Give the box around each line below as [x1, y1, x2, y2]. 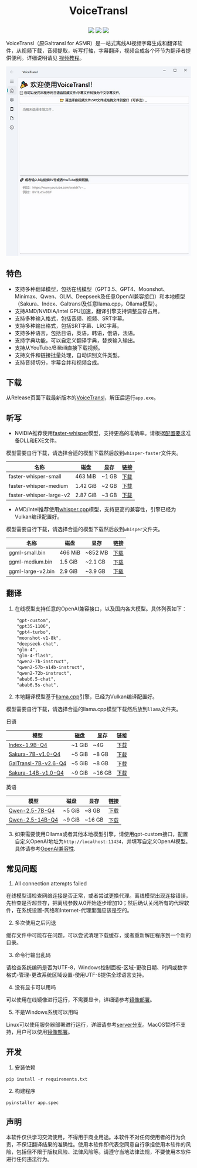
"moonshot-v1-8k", [16, 635, 62, 641]
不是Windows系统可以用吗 [14, 1009, 79, 1016]
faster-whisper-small [8, 473, 62, 480]
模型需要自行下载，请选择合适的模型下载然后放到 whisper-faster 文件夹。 [6, 450, 182, 457]
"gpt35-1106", [16, 623, 51, 629]
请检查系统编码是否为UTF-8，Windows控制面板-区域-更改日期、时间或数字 [6, 963, 188, 971]
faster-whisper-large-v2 [8, 491, 70, 498]
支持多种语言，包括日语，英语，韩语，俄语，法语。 [14, 330, 138, 337]
